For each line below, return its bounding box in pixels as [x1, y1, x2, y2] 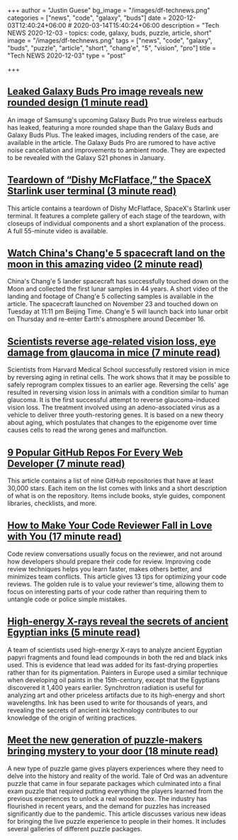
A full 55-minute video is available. [7, 227, 108, 235]
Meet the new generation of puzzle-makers [7, 734, 203, 746]
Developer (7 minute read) [7, 458, 125, 470]
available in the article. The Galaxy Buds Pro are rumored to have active [7, 138, 216, 146]
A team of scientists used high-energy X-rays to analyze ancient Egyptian [7, 645, 222, 654]
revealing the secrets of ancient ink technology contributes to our [7, 706, 198, 714]
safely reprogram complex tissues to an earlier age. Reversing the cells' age [7, 380, 229, 389]
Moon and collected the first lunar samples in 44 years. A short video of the [7, 284, 228, 294]
